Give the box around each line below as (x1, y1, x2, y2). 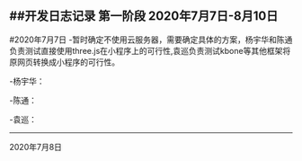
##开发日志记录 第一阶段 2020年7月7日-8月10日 (9, 8, 279, 24)
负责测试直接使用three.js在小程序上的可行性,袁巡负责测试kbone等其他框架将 (9, 45, 291, 56)
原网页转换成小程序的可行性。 (9, 57, 120, 67)
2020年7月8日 (9, 141, 63, 152)
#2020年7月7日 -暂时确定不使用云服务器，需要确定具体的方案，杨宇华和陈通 (9, 34, 293, 45)
